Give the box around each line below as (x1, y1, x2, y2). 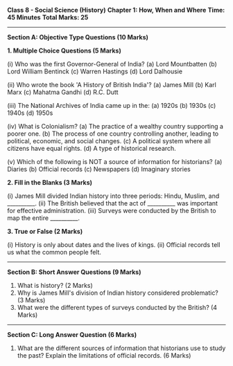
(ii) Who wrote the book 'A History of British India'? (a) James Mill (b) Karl (7, 81, 216, 89)
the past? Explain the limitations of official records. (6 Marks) (17, 351, 191, 359)
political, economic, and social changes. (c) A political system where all (7, 137, 212, 145)
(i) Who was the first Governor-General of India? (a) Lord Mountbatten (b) (7, 60, 217, 68)
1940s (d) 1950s (7, 109, 53, 117)
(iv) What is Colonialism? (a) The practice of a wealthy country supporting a (7, 122, 224, 130)
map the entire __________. (7, 214, 80, 222)
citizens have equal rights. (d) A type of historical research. (7, 145, 177, 152)
